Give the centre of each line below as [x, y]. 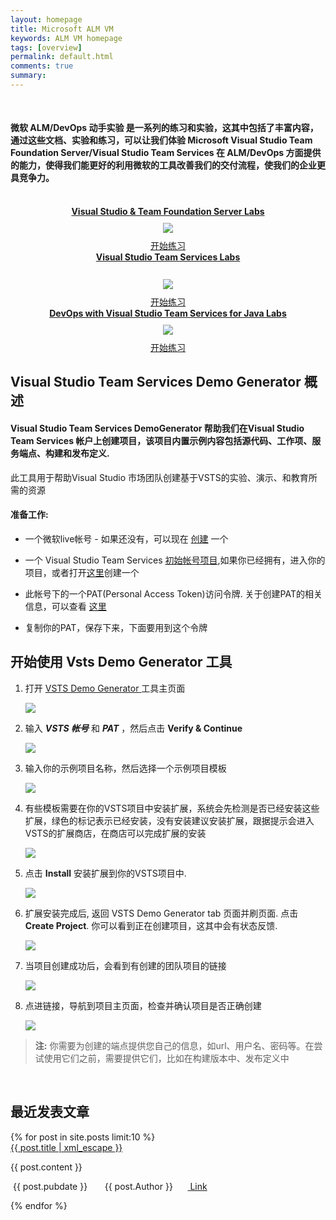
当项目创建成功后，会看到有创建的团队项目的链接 [125, 965]
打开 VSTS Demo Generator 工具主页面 [105, 688]
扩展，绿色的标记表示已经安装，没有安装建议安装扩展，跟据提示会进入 [169, 820]
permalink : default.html [62, 57]
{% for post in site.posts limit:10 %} [83, 1137]
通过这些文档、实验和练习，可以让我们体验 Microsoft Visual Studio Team [161, 140]
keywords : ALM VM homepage [66, 38]
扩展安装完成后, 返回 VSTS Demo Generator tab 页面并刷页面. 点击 [161, 913]
